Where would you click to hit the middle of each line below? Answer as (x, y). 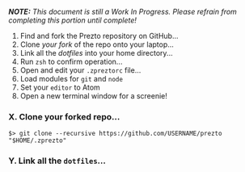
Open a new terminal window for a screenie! (94, 96)
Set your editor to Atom (60, 87)
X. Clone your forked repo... (64, 116)
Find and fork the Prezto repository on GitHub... (99, 36)
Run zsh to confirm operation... (71, 61)
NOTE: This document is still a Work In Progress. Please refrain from (122, 12)
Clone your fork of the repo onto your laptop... (97, 44)
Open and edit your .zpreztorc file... (80, 70)
